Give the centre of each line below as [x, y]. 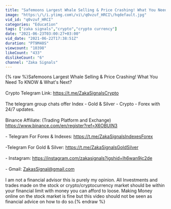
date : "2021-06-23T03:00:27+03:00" [43, 34]
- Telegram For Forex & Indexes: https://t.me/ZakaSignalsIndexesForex [79, 136]
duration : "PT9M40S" [27, 43]
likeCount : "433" [24, 53]
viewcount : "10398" [26, 48]
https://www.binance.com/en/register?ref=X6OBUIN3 [62, 126]
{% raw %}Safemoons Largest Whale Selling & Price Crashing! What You [81, 77]
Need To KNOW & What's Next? [39, 82]
